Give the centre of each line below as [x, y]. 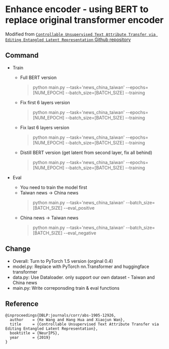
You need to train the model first [53, 187]
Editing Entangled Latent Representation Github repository [68, 40]
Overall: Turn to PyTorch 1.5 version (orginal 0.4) [63, 261]
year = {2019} [30, 338]
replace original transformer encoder [84, 20]
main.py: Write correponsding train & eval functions [66, 288]
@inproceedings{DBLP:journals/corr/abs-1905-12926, [61, 316]
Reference [22, 304]
